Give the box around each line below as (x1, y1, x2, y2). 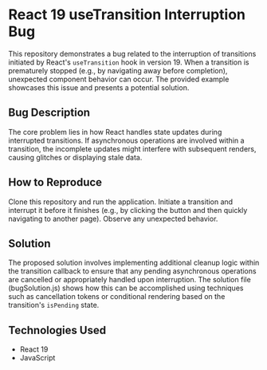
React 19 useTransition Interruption (8, 6, 245, 24)
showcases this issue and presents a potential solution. (8, 82, 190, 92)
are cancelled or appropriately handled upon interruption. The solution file (8, 275, 251, 285)
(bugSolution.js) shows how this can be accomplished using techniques (8, 283, 244, 293)
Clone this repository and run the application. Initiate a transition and (8, 197, 234, 207)
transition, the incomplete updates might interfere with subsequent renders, (8, 144, 257, 153)
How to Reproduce (8, 175, 102, 189)
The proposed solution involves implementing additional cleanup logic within (8, 258, 260, 268)
